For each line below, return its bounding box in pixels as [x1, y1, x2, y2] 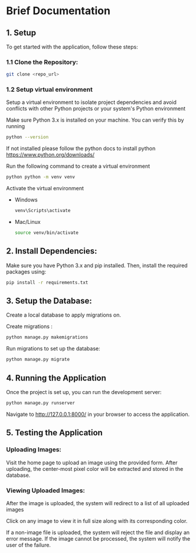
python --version [6, 134, 49, 140]
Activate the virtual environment [6, 185, 84, 192]
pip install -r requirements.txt [6, 279, 89, 285]
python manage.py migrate [6, 356, 70, 363]
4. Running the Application [6, 373, 106, 383]
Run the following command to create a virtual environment [6, 162, 151, 170]
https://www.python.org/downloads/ [6, 151, 95, 158]
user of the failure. [6, 541, 51, 548]
